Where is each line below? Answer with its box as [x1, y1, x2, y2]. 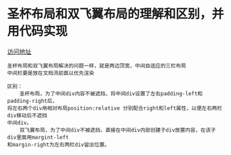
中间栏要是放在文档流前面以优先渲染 [7, 69, 95, 76]
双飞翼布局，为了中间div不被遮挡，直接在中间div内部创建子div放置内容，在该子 [19, 126, 217, 134]
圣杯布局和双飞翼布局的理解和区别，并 [7, 6, 225, 22]
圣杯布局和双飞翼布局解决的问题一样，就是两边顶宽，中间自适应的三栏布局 [7, 62, 187, 69]
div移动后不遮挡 [7, 112, 47, 119]
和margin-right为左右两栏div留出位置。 [7, 141, 110, 148]
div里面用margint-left [7, 134, 69, 141]
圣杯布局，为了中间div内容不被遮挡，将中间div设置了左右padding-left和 [19, 90, 203, 97]
